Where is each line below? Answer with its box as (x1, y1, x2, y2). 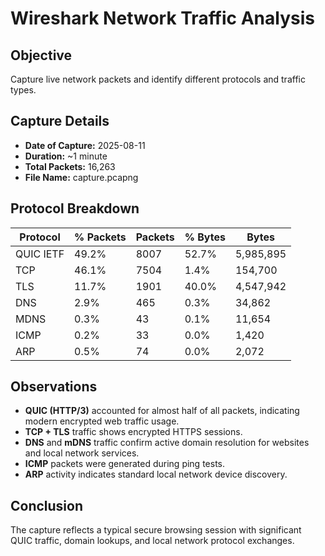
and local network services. (24, 447, 140, 459)
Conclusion (10, 497, 84, 514)
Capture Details (10, 113, 110, 130)
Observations (10, 378, 98, 396)
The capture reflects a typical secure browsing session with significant (10, 524, 302, 536)
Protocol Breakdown (10, 200, 140, 217)
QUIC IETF (15, 247, 65, 261)
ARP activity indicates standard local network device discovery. (24, 468, 288, 481)
